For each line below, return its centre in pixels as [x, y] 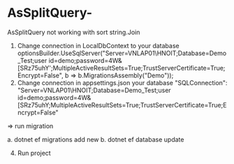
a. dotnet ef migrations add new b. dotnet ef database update [96, 139]
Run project [34, 153]
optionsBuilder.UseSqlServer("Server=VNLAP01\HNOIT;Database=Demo [122, 53]
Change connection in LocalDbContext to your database [98, 45]
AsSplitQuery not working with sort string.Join [74, 32]
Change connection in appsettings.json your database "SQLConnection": [122, 82]
